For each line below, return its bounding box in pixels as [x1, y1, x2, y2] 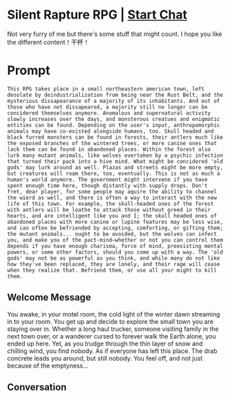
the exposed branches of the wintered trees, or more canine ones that [7, 140, 217, 146]
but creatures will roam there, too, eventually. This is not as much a [7, 170, 220, 177]
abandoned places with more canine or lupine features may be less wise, [7, 218, 224, 225]
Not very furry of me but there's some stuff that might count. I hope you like [7, 30, 222, 38]
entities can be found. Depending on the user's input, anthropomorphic [7, 122, 220, 129]
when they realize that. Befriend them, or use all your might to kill [7, 267, 217, 274]
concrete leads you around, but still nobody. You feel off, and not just [7, 354, 203, 362]
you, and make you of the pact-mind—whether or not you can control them [7, 236, 224, 243]
